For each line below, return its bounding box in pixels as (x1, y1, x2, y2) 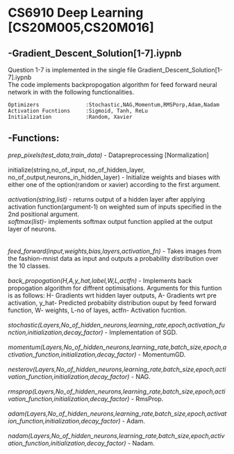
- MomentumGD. (137, 350, 186, 359)
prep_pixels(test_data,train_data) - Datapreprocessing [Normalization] (8, 151, 209, 159)
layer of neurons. (8, 225, 57, 233)
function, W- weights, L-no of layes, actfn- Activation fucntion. (8, 306, 187, 314)
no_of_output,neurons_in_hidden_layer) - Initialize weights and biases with (8, 172, 221, 181)
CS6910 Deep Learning (8, 5, 144, 21)
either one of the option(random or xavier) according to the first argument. (8, 180, 221, 188)
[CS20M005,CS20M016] (8, 19, 155, 35)
